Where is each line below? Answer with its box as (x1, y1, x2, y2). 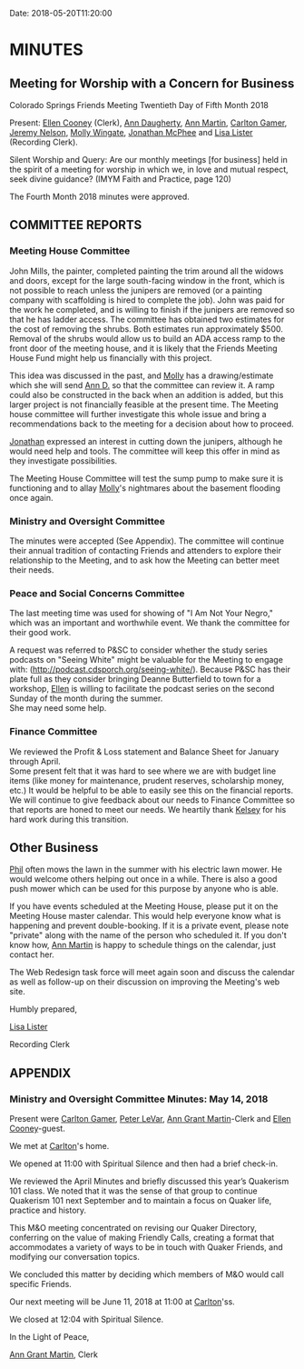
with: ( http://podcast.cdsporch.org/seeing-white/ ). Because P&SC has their (9, 664, 290, 675)
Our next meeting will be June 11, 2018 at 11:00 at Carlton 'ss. (9, 1296, 236, 1307)
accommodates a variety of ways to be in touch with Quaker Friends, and (9, 1242, 283, 1253)
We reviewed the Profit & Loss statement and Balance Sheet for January (9, 745, 279, 757)
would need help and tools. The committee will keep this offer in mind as (9, 445, 280, 456)
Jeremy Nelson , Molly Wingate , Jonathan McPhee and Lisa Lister (9, 127, 253, 137)
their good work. (9, 627, 72, 638)
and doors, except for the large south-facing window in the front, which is (9, 275, 286, 285)
